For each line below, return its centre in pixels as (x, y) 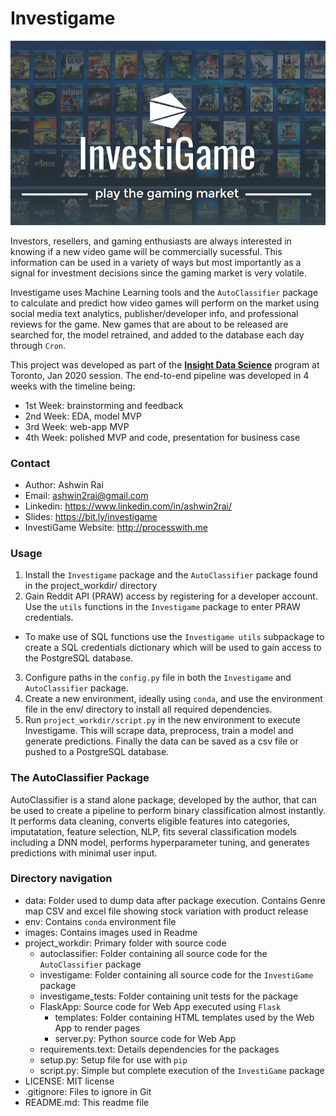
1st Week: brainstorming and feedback (104, 405)
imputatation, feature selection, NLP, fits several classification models (154, 831)
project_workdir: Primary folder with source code (125, 943)
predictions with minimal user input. (84, 853)
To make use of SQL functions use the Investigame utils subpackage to (174, 637)
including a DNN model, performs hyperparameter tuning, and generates (160, 842)
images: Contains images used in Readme (111, 932)
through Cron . (38, 345)
